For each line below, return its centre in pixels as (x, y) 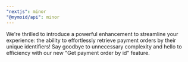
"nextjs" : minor (26, 12)
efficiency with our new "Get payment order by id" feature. (78, 53)
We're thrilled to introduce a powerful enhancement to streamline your (92, 34)
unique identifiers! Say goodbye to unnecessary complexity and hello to (94, 46)
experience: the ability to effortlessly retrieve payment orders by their (91, 40)
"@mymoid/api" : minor (33, 17)
